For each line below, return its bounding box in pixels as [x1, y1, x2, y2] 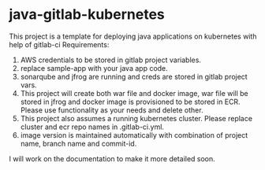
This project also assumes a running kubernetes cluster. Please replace [20, 113, 253, 123]
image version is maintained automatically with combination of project [20, 130, 248, 139]
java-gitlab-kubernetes [9, 6, 165, 24]
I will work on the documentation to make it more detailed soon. [9, 153, 215, 163]
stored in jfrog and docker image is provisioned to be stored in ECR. [20, 97, 241, 106]
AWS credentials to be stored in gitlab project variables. [20, 55, 202, 65]
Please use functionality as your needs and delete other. [20, 105, 203, 115]
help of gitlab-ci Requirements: [9, 39, 110, 49]
